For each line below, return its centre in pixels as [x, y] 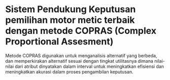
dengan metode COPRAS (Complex [81, 31]
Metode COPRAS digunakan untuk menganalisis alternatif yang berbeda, [81, 55]
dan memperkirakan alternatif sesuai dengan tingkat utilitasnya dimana [79, 61]
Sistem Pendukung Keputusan [71, 9]
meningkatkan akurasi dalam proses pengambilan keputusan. [69, 71]
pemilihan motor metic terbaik [70, 20]
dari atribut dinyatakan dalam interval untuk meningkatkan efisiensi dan [89, 66]
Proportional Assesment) [59, 42]
